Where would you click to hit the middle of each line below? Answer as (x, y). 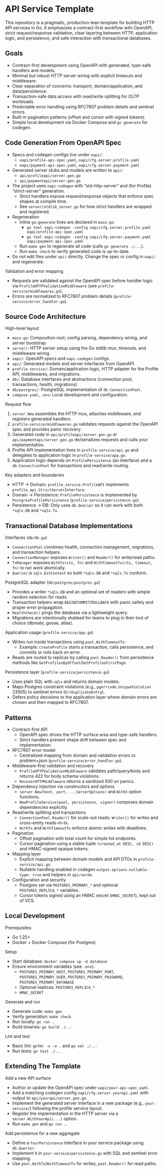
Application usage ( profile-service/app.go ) (49, 633)
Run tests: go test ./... (37, 1051)
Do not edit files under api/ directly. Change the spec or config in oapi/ (84, 256)
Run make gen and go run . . (40, 1124)
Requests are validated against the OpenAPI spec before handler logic (82, 280)
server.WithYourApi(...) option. (45, 1118)
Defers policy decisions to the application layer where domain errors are (84, 697)
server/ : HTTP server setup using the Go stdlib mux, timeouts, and (79, 348)
